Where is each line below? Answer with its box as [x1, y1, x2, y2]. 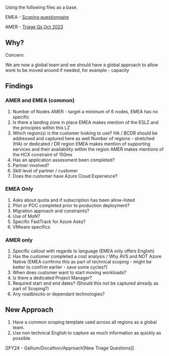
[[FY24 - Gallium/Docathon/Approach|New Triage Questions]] [5, 345, 134, 351]
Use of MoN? [12, 213, 40, 219]
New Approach [5, 305, 53, 314]
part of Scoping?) [12, 286, 49, 292]
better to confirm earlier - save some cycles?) [12, 264, 108, 270]
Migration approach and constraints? [12, 207, 89, 214]
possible [12, 335, 31, 341]
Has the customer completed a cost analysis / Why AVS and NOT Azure [12, 253, 162, 259]
